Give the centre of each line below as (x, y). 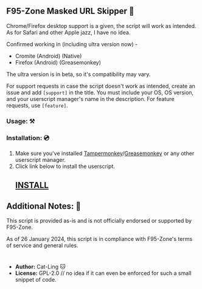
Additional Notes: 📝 (44, 206)
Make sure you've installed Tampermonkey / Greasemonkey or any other (105, 153)
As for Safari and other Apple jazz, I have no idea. (68, 32)
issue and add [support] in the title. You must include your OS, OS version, (100, 92)
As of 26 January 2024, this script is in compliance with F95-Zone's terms (99, 239)
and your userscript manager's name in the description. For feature (90, 99)
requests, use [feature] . (37, 105)
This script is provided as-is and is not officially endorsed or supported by (99, 221)
